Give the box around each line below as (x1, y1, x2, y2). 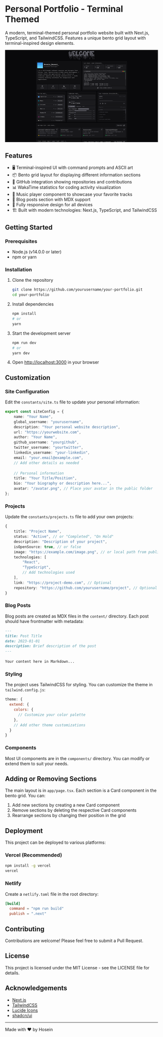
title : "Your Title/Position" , (14, 476, 77, 481)
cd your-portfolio (12, 292, 49, 297)
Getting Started (5, 223, 53, 232)
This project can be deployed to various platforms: (5, 839, 106, 845)
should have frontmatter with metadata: (5, 618, 84, 624)
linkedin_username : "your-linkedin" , (14, 450, 90, 455)
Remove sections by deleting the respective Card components (12, 807, 137, 813)
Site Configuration (5, 388, 49, 395)
